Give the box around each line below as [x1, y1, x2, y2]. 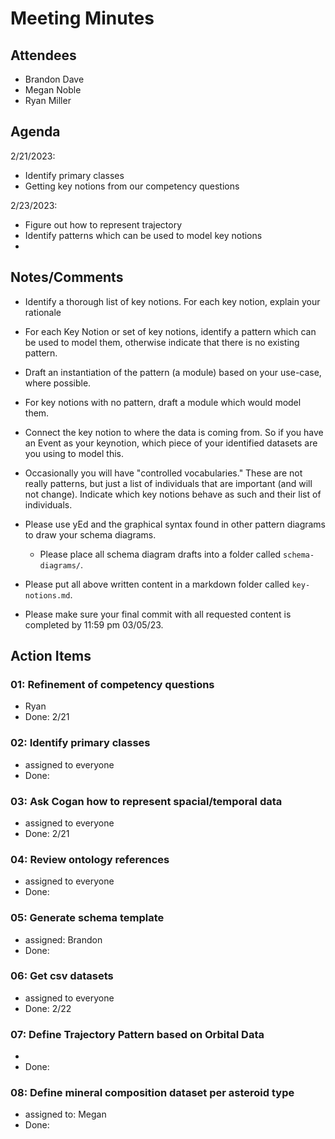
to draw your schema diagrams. [24, 528, 157, 541]
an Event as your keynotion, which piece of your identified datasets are [24, 437, 318, 449]
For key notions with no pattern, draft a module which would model [24, 396, 302, 408]
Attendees [10, 47, 77, 64]
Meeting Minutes [10, 7, 155, 30]
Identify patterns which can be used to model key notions [24, 229, 263, 241]
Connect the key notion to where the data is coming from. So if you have [24, 426, 324, 438]
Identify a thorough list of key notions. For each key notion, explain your [24, 295, 321, 307]
